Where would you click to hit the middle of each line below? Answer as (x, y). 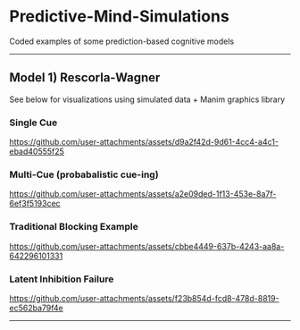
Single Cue (33, 123)
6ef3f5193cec (35, 204)
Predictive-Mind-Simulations (119, 17)
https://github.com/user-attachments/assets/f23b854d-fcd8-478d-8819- (144, 298)
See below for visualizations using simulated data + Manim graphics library (147, 99)
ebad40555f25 (37, 152)
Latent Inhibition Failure (62, 279)
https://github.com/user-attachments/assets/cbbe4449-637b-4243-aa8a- (147, 246)
